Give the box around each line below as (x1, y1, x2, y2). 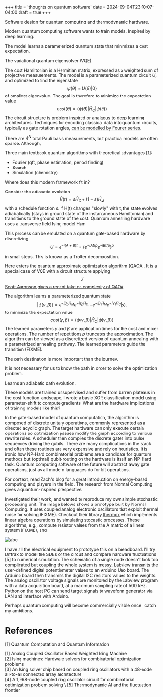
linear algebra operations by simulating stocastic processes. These (5, 517, 140, 523)
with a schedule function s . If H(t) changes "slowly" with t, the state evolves (5, 205, 158, 211)
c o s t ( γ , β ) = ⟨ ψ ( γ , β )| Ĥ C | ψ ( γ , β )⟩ (50, 317, 114, 324)
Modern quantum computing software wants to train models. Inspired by (5, 28, 151, 34)
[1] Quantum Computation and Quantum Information (5, 641, 110, 647)
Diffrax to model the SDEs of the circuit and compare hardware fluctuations (5, 552, 157, 557)
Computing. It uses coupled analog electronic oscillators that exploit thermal (5, 506, 159, 512)
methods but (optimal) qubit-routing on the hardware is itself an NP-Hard (5, 457, 152, 462)
